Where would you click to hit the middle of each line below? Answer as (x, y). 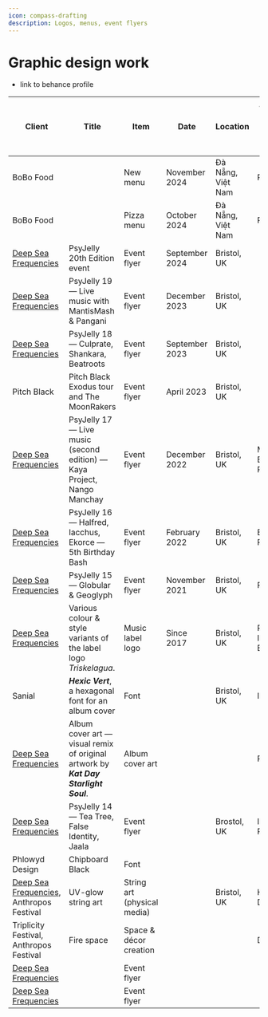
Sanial (24, 696)
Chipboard (89, 860)
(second (85, 450)
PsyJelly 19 (91, 282)
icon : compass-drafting (48, 16)
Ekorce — (87, 542)
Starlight (86, 784)
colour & (85, 618)
